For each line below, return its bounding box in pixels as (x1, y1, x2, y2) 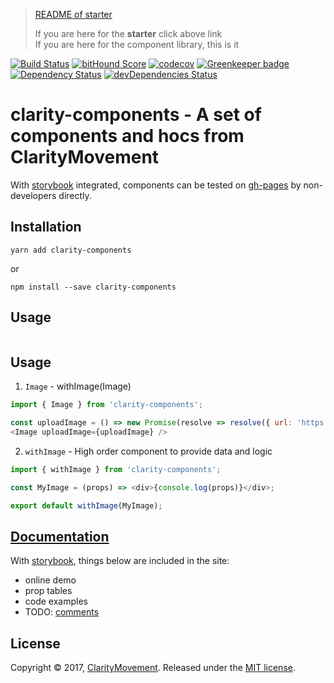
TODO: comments (24, 606, 100, 618)
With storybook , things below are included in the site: (10, 555, 230, 567)
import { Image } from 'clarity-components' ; (10, 400, 203, 410)
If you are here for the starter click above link (34, 28, 223, 39)
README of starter (34, 9, 113, 20)
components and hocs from (10, 125, 245, 148)
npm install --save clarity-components (10, 282, 177, 292)
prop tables (24, 585, 73, 597)
